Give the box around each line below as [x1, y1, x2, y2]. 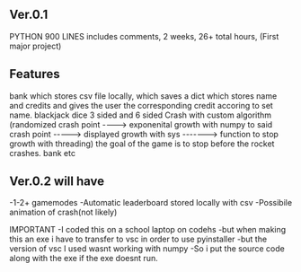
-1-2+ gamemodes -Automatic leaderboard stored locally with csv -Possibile [9, 197, 293, 208]
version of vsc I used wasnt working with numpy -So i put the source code [9, 243, 285, 254]
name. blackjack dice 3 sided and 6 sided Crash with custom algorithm [9, 110, 272, 120]
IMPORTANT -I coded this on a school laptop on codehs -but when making [9, 224, 287, 235]
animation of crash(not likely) [9, 206, 118, 218]
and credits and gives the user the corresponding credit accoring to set [9, 100, 274, 110]
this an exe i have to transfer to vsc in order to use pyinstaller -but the [9, 233, 268, 245]
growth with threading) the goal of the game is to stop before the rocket [9, 138, 275, 149]
